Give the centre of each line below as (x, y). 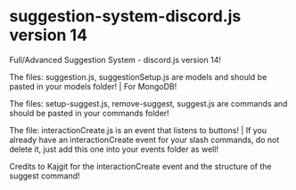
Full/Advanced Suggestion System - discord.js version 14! (115, 59)
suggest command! (45, 176)
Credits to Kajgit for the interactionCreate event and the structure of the (140, 166)
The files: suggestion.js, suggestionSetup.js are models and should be (138, 76)
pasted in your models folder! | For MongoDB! (93, 86)
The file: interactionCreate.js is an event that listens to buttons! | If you (138, 130)
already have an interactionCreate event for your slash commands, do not (144, 139)
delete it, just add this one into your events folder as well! (114, 149)
